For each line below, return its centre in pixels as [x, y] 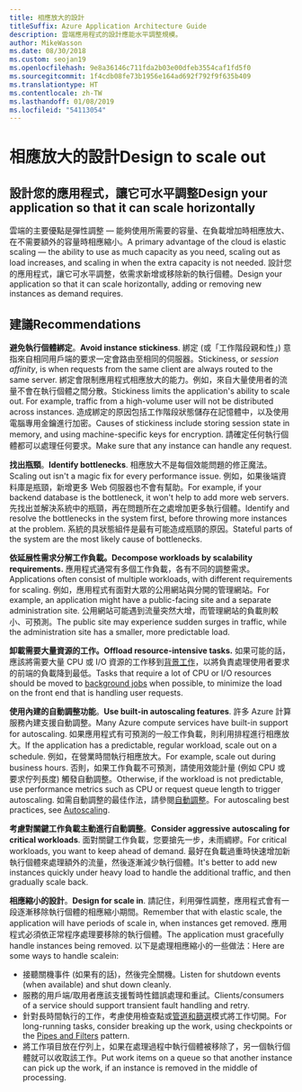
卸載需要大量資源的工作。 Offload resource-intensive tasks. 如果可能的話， [150, 651]
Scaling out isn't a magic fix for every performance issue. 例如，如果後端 [144, 476]
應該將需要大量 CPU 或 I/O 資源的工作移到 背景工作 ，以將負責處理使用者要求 [150, 662]
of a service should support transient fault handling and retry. [136, 1006]
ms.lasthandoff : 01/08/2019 [62, 101]
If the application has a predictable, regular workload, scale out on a [151, 745]
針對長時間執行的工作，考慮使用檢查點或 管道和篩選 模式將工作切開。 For [155, 1016]
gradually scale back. [49, 882]
